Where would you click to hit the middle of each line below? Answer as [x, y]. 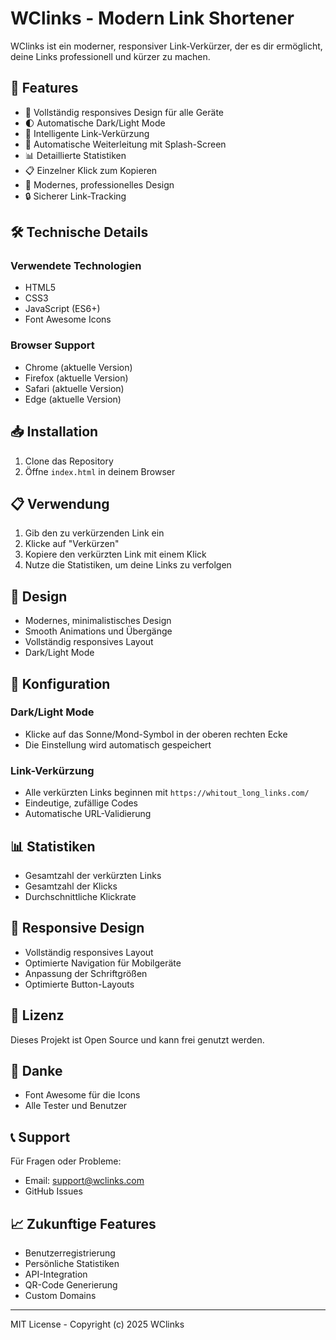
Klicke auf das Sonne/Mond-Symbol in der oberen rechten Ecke [156, 734]
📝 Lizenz [37, 1015]
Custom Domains [60, 1296]
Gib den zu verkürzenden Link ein [94, 533]
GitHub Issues [53, 1191]
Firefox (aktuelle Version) [76, 378]
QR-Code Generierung [71, 1285]
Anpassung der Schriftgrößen [86, 973]
